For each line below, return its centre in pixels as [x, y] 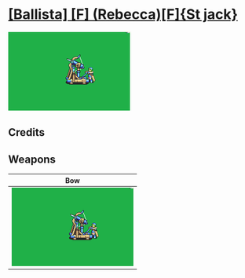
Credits [27, 132]
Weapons [32, 159]
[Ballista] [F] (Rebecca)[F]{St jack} [123, 15]
